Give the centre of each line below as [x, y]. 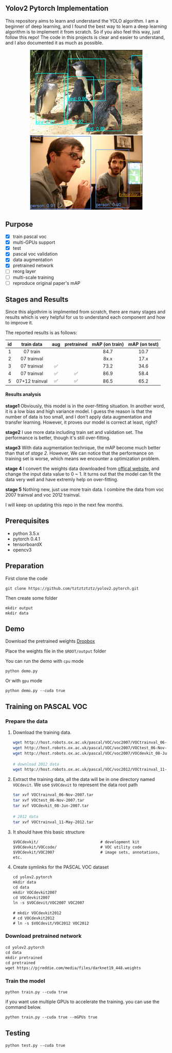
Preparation [25, 566]
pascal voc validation [35, 254]
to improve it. [19, 323]
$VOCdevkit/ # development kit [76, 842]
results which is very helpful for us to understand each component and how [85, 317]
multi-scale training [33, 277]
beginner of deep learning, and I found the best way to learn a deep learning [86, 26]
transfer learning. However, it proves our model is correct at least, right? [81, 422]
